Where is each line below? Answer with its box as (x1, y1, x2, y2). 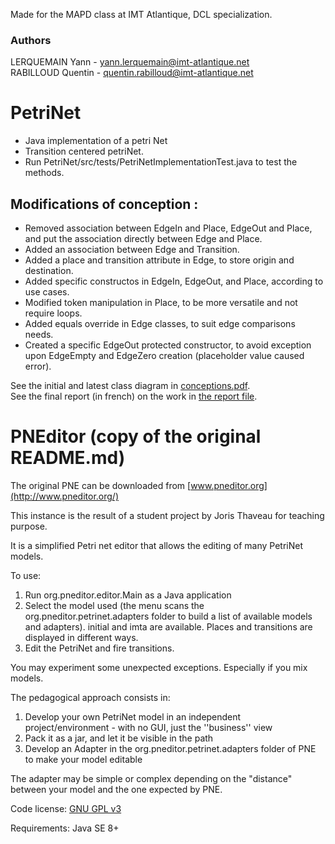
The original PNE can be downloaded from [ (10, 479, 192, 491)
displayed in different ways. (24, 631, 139, 643)
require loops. (24, 307, 83, 319)
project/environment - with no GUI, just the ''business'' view (24, 721, 273, 733)
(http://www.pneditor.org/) (10, 490, 120, 502)
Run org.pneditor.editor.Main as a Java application (24, 589, 232, 601)
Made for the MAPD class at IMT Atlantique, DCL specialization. (10, 9, 273, 20)
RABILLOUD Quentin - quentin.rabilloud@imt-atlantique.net (10, 67, 254, 79)
